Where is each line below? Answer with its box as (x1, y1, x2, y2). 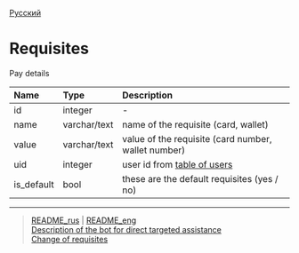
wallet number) (122, 144, 186, 156)
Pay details (9, 67, 50, 78)
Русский (9, 8, 42, 18)
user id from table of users (122, 158, 233, 170)
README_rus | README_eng (30, 215, 137, 225)
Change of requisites (30, 233, 109, 244)
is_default (13, 178, 55, 190)
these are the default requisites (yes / (122, 172, 279, 185)
